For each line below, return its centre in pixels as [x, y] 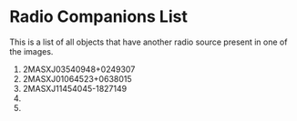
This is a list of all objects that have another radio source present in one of [148, 42]
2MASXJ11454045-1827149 [75, 88]
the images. [31, 51]
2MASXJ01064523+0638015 [77, 78]
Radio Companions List [99, 17]
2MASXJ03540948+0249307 [79, 69]
